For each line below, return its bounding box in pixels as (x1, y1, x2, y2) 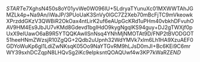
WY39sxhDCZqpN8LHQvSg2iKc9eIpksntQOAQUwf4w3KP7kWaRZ (6, 49, 170, 56)
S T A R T (6, 5, 23, 12)
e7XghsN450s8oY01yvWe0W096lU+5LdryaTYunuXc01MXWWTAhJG (23, 5, 194, 12)
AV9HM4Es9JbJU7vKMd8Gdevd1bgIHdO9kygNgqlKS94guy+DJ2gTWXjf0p (6, 24, 193, 31)
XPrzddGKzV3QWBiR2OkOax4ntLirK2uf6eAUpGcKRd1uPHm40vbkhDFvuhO (6, 18, 194, 24)
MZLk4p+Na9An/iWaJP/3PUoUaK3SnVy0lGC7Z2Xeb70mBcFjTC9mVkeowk (6, 11, 193, 18)
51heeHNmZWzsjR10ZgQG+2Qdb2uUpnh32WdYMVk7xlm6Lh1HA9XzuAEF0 (6, 37, 194, 43)
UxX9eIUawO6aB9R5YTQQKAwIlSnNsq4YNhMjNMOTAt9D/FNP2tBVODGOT (6, 30, 194, 37)
